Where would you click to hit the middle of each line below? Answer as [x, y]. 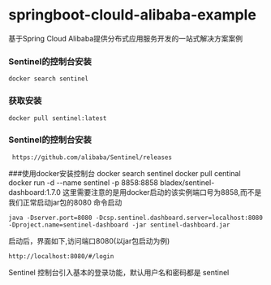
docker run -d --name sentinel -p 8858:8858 [83, 182]
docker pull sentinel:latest [58, 118]
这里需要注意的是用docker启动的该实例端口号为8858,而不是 [162, 192]
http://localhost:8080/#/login [61, 256]
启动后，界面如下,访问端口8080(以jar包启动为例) [89, 240]
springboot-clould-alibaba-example [133, 15]
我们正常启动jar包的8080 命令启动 [65, 202]
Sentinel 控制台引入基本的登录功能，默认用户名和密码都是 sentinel [119, 272]
